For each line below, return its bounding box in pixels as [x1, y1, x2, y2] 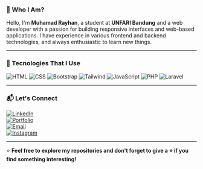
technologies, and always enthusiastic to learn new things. [6, 39, 152, 46]
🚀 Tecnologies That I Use [6, 59, 80, 68]
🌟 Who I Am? [6, 5, 45, 14]
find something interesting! [6, 155, 77, 162]
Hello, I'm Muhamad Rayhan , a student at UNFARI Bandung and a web [6, 19, 183, 27]
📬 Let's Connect [6, 94, 57, 102]
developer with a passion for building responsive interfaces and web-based [6, 25, 195, 33]
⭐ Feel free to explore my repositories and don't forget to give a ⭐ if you [6, 147, 189, 154]
